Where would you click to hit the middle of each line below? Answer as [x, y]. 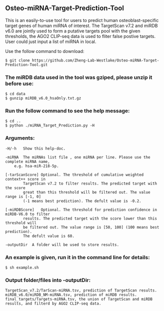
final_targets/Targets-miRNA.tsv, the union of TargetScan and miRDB [79, 299]
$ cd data [15, 94]
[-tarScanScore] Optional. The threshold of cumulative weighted [74, 174]
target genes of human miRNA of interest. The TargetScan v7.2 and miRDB [82, 25]
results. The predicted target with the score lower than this [90, 218]
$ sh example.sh [22, 267]
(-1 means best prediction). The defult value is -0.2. [82, 201]
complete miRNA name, [28, 161]
